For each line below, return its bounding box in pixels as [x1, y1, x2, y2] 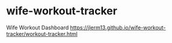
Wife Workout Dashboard [6, 24, 69, 31]
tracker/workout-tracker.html [6, 30, 78, 37]
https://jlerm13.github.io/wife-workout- [70, 24, 167, 31]
